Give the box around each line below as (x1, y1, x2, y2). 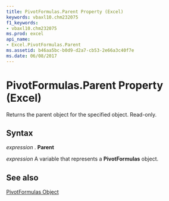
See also (6, 172, 39, 183)
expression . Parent (6, 144, 55, 151)
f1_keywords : (6, 20, 39, 26)
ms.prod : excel (6, 31, 44, 37)
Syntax (6, 128, 33, 138)
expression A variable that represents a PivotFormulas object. (6, 155, 159, 162)
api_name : (6, 36, 31, 42)
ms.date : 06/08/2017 (6, 53, 58, 59)
